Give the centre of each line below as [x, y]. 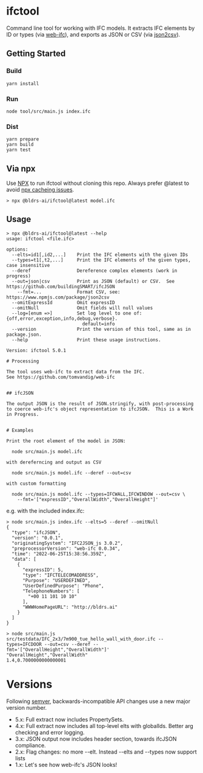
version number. [27, 707]
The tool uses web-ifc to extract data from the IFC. [76, 372]
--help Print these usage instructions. [87, 340]
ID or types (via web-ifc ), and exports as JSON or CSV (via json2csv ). [93, 34]
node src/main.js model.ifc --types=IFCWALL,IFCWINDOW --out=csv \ [99, 494]
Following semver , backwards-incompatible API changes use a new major [98, 701]
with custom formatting [36, 484]
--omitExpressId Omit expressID [63, 302]
